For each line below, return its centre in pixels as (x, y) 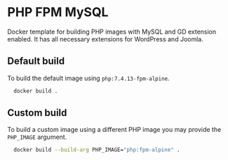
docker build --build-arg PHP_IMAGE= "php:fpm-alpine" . (97, 150)
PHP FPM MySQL (58, 12)
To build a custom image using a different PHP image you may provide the (114, 130)
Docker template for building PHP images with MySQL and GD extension (112, 32)
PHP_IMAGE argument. (37, 137)
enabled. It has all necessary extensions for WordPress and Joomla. (105, 39)
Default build (36, 61)
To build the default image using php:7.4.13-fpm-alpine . (88, 78)
